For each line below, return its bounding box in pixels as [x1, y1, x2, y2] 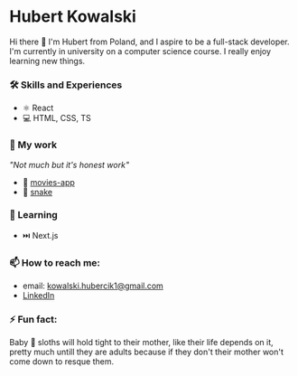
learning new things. [9, 55, 86, 66]
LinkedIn [22, 290, 55, 301]
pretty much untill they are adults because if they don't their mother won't [9, 346, 284, 358]
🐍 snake [22, 186, 52, 197]
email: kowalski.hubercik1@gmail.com [22, 280, 164, 291]
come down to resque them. [9, 356, 115, 367]
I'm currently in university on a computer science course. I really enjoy [9, 45, 272, 56]
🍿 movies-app [22, 176, 75, 187]
